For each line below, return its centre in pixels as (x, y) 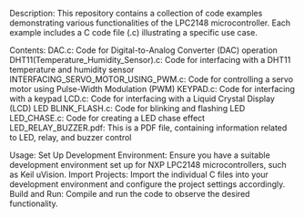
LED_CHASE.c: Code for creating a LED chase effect (107, 118)
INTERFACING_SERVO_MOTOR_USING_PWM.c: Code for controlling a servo (152, 79)
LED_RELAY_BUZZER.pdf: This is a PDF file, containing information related (148, 128)
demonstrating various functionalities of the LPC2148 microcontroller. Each (150, 23)
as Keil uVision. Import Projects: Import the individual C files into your (139, 174)
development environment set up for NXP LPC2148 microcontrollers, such (148, 165)
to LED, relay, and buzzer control (71, 137)
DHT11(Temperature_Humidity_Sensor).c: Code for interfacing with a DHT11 (150, 60)
